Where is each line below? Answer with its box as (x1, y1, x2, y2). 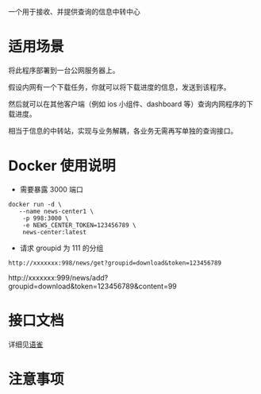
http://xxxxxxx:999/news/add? (8, 272, 109, 282)
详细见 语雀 (8, 339, 44, 349)
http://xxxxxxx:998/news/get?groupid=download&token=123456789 (8, 259, 222, 267)
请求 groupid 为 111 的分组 (19, 243, 104, 253)
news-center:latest (22, 228, 87, 236)
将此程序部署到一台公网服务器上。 (8, 65, 120, 75)
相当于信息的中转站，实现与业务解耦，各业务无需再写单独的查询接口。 (8, 126, 238, 135)
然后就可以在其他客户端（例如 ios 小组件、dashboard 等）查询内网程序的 (8, 98, 247, 109)
